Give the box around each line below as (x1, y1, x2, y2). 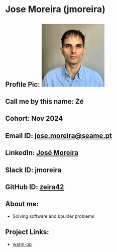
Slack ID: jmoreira (5, 165, 62, 174)
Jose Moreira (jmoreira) (5, 4, 105, 15)
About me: (5, 200, 39, 208)
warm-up (12, 241, 32, 247)
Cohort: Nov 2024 (5, 114, 63, 123)
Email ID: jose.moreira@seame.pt (5, 131, 112, 140)
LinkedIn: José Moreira (5, 148, 79, 157)
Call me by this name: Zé (5, 97, 84, 106)
